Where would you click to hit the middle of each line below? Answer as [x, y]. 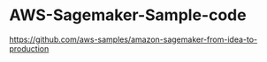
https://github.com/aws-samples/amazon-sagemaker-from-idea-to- [133, 39]
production [29, 48]
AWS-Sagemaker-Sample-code [128, 15]
